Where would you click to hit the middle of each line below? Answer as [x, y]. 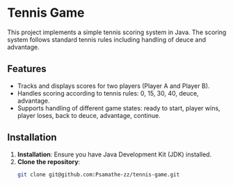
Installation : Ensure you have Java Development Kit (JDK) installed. [114, 154]
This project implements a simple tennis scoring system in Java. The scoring [117, 32]
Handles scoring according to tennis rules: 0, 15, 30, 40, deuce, [108, 93]
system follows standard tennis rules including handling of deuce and [107, 39]
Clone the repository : [49, 161]
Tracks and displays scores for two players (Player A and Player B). [113, 86]
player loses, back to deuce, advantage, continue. [89, 115]
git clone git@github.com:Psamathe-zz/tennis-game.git [98, 175]
